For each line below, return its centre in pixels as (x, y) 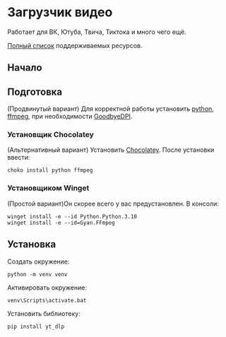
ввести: (19, 158)
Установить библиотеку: (44, 313)
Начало (25, 68)
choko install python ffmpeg (50, 170)
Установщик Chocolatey (50, 135)
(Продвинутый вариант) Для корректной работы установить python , (111, 109)
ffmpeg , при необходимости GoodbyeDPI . (70, 117)
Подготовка (35, 91)
